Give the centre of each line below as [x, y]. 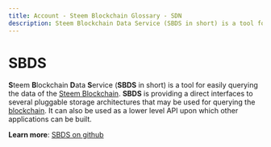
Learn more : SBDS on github [56, 135]
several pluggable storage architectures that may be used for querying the [132, 102]
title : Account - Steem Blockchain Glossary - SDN [95, 16]
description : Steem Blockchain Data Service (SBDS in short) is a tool [131, 23]
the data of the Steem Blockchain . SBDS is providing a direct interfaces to [131, 94]
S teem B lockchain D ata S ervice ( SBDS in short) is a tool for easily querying [133, 85]
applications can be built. [50, 119]
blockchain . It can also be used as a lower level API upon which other [123, 111]
